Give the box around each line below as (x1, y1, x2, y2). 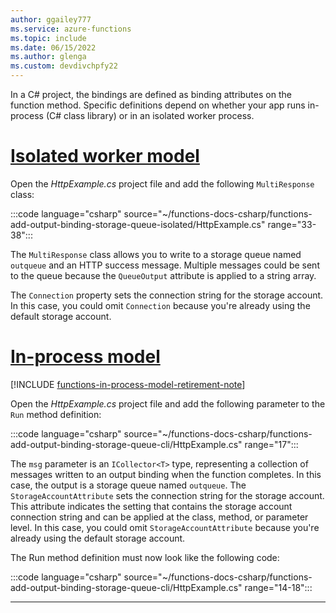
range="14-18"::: (244, 581, 313, 593)
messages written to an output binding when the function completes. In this (10, 468, 322, 480)
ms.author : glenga (10, 52, 87, 62)
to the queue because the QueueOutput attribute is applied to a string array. (10, 269, 317, 281)
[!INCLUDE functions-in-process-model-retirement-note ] (10, 378, 246, 390)
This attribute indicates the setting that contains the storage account (10, 500, 293, 512)
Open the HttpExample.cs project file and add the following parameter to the (10, 397, 326, 410)
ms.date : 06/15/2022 (10, 42, 97, 53)
